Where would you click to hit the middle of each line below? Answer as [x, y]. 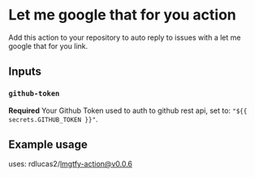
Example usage [48, 145]
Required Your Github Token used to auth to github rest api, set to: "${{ [128, 110]
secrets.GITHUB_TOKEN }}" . [53, 119]
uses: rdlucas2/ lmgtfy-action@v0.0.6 [70, 164]
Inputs [25, 72]
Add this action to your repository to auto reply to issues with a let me [125, 37]
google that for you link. [48, 45]
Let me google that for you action [123, 15]
